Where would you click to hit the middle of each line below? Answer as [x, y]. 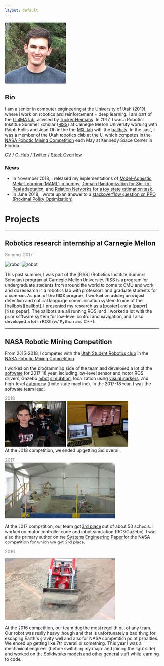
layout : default [21, 10]
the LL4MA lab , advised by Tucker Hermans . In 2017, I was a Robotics [75, 120]
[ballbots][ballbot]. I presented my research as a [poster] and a [68, 306]
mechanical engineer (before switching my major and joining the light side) [80, 648]
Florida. [13, 146]
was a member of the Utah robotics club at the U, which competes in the [78, 135]
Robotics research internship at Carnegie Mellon [80, 243]
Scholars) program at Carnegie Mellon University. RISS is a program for [77, 280]
